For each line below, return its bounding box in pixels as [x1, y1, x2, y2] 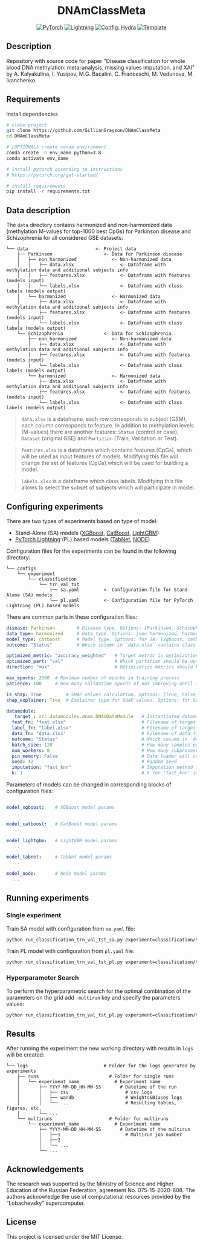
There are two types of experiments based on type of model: [6, 517, 158, 524]
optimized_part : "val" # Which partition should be [6, 658, 188, 665]
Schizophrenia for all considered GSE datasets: [6, 234, 124, 242]
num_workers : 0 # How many [11, 747, 169, 754]
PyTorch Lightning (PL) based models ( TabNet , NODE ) [14, 535, 150, 542]
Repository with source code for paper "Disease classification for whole [6, 57, 185, 64]
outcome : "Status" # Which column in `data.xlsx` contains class [6, 642, 196, 648]
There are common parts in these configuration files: [6, 613, 138, 621]
